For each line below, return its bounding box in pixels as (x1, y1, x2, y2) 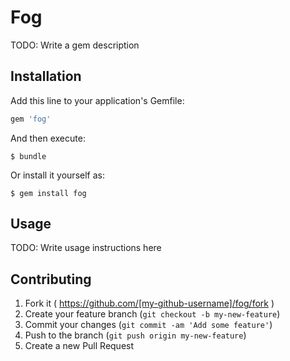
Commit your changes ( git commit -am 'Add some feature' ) (24, 319, 273, 331)
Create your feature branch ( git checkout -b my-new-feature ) (24, 308, 281, 320)
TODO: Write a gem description (10, 39, 140, 51)
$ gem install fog (10, 188, 87, 198)
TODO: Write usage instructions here (10, 242, 162, 254)
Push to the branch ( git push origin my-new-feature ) (24, 329, 247, 341)
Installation (10, 68, 82, 85)
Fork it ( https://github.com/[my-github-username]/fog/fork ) (24, 297, 275, 310)
